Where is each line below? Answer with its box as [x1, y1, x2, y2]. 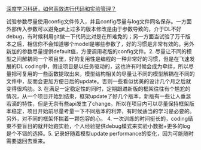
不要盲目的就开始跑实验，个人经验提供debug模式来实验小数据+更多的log [11, 123, 190, 130]
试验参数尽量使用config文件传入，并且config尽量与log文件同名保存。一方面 [6, 18, 193, 25]
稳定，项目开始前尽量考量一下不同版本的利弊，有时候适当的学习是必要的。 [11, 108, 195, 115]
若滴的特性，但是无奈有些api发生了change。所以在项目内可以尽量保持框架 [6, 100, 190, 107]
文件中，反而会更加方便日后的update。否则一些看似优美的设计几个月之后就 [6, 78, 191, 85]
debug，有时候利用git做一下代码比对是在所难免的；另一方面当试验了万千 [6, 33, 185, 40]
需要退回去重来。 [6, 137, 48, 145]
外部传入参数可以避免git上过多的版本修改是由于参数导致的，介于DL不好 [6, 26, 182, 32]
